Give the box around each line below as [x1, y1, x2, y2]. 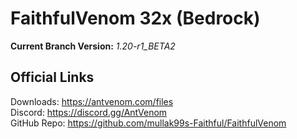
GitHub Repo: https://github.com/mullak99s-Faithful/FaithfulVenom [10, 117, 287, 129]
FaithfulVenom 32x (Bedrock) [10, 7, 261, 30]
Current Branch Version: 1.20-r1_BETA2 [10, 40, 176, 52]
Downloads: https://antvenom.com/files [10, 95, 174, 107]
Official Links [10, 69, 95, 86]
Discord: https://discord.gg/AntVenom [10, 106, 168, 118]
